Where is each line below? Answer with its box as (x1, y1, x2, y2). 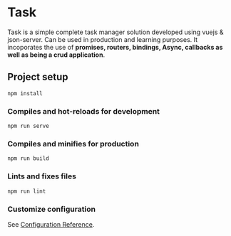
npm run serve (7, 122, 50, 130)
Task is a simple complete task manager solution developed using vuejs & (7, 28, 224, 36)
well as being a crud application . (7, 50, 106, 59)
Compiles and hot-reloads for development (7, 106, 160, 116)
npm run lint (7, 188, 46, 195)
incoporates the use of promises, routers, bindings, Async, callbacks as (7, 43, 223, 51)
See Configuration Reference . (7, 220, 95, 228)
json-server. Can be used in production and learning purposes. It (7, 35, 198, 43)
